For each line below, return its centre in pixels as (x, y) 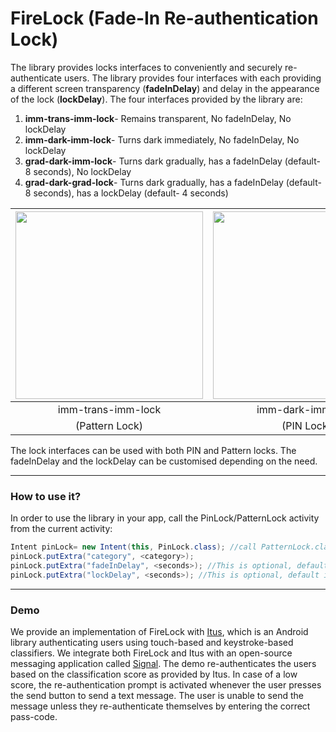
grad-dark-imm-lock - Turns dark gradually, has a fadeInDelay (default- (172, 161)
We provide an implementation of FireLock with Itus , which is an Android (159, 632)
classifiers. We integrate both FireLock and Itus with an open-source (151, 653)
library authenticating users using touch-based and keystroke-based (152, 643)
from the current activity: (61, 529)
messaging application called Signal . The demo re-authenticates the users (163, 664)
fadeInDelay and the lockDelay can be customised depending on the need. (164, 461)
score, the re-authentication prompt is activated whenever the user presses (166, 685)
